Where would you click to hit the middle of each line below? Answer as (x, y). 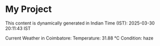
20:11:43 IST (18, 28)
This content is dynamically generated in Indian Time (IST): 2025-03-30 (80, 23)
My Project (29, 9)
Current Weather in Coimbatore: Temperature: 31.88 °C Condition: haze (79, 38)
